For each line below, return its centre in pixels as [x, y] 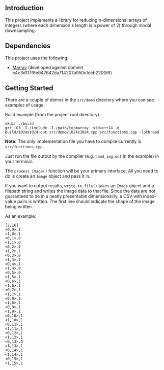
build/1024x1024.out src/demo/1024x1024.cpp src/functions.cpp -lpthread [82, 133]
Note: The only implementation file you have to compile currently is [73, 141]
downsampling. [21, 30]
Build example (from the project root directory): [53, 115]
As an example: [21, 216]
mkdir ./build [20, 124]
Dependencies [28, 46]
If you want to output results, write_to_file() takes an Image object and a [80, 186]
